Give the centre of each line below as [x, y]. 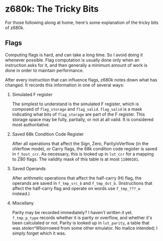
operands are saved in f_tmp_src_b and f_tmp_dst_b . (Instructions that [82, 183]
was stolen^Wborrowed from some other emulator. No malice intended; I [85, 228]
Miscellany [23, 203]
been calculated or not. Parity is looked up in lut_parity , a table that [81, 222]
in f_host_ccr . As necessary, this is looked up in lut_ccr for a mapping [83, 154]
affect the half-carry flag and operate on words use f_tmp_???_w [76, 188]
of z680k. [15, 27]
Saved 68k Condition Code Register [48, 134]
